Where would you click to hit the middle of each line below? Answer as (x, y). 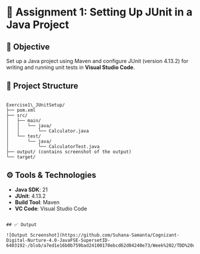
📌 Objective (28, 47)
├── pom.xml (21, 110)
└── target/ (21, 157)
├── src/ (17, 115)
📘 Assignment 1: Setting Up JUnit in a (99, 12)
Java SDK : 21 (31, 189)
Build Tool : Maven (37, 202)
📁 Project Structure (42, 86)
